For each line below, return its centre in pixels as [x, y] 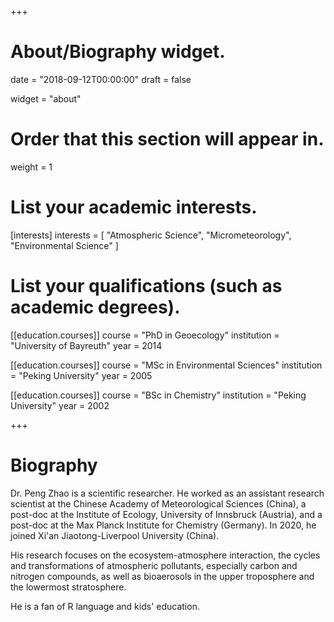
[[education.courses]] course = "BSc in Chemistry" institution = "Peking [158, 395]
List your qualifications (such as [146, 286]
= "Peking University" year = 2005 [81, 375]
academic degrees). [95, 307]
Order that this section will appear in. [167, 139]
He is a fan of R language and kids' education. [105, 606]
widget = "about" [46, 98]
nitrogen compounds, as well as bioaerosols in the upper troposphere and [162, 576]
